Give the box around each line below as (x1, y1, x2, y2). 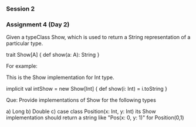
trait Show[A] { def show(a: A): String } (6, 52, 100, 59)
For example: (6, 63, 38, 70)
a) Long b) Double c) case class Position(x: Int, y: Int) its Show (6, 108, 157, 115)
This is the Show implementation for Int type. (6, 74, 114, 81)
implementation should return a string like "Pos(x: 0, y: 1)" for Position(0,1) (6, 114, 184, 121)
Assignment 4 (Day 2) (6, 20, 70, 28)
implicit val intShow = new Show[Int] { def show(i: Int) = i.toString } (6, 85, 168, 92)
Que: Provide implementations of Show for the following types (6, 97, 157, 104)
